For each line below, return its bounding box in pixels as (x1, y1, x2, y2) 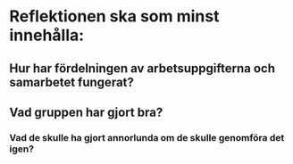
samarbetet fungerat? (9, 74, 134, 90)
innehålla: (9, 25, 85, 45)
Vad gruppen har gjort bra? (9, 104, 163, 119)
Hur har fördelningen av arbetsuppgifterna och (9, 61, 275, 76)
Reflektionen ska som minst (9, 6, 220, 27)
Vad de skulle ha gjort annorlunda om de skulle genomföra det (9, 131, 285, 143)
